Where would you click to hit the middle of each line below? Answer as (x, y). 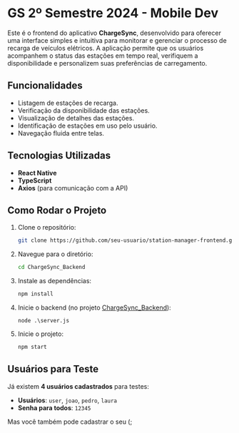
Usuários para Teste (53, 369)
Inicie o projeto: (41, 334)
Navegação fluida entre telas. (61, 133)
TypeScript (35, 180)
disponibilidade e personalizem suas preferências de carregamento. (107, 63)
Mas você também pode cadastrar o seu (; (70, 422)
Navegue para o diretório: (55, 254)
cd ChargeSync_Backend (51, 268)
